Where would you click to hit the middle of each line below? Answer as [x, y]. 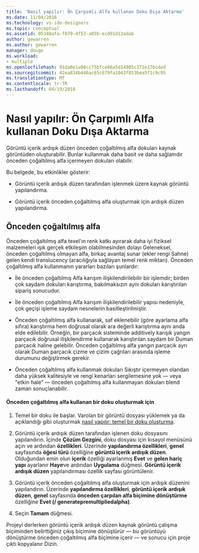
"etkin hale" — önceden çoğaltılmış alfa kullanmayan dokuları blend [97, 382]
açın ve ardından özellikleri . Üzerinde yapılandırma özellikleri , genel [99, 446]
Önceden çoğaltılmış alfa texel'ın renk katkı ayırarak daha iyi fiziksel [89, 241]
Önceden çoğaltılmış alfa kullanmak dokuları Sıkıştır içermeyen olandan [102, 369]
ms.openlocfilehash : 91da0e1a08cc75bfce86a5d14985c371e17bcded [86, 67]
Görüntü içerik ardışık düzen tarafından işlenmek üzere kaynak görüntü [102, 184]
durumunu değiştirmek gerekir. [53, 358]
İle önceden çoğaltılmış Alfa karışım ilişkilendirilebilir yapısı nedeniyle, [100, 302]
